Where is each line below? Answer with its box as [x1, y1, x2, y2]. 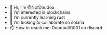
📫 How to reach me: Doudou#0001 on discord [9, 25, 103, 30]
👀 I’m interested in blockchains [9, 9, 71, 15]
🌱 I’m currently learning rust [9, 15, 65, 20]
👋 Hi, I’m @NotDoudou [9, 5, 54, 10]
